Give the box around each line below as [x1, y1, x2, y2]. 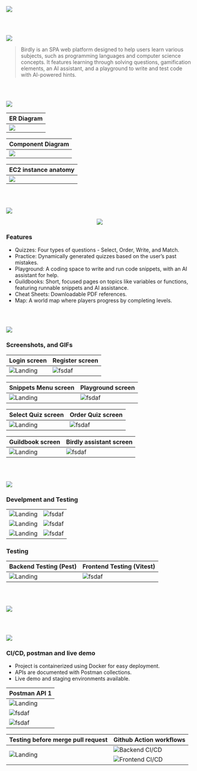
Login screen [9, 356, 47, 365]
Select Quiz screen [9, 410, 64, 419]
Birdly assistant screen [66, 437, 133, 446]
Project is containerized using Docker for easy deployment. [14, 663, 160, 670]
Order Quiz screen [69, 410, 123, 419]
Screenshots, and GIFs [6, 341, 73, 349]
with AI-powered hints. [20, 71, 77, 78]
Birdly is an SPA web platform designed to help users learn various [20, 46, 184, 53]
